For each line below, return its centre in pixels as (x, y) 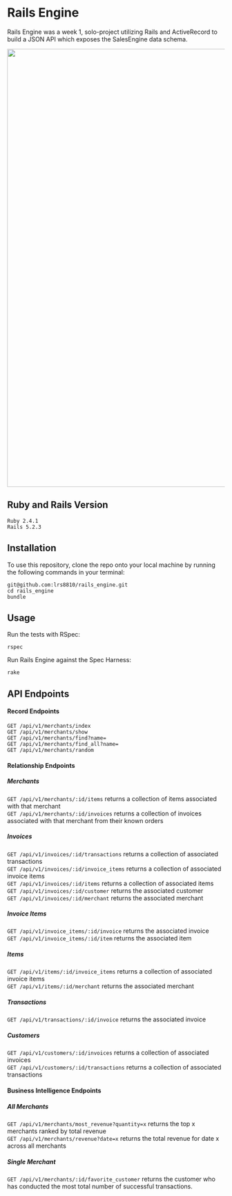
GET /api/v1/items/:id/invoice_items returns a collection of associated (110, 972)
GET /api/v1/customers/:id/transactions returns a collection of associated (114, 1068)
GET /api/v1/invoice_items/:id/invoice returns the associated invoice (108, 931)
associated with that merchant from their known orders (85, 820)
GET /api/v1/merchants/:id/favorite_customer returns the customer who (112, 1179)
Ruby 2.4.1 (23, 521)
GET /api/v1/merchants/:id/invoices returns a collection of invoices (105, 813)
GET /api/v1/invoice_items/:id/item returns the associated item (99, 938)
